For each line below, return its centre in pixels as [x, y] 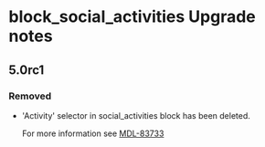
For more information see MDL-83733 [93, 133]
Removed [30, 96]
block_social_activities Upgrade [132, 17]
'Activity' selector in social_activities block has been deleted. [136, 115]
